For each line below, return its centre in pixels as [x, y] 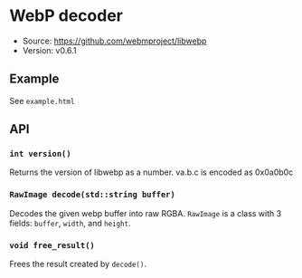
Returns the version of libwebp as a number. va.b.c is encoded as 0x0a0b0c [151, 172]
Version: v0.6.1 [49, 50]
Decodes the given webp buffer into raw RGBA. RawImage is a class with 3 [146, 213]
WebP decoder [66, 16]
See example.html [42, 101]
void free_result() [52, 245]
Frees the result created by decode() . [78, 264]
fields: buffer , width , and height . [70, 223]
